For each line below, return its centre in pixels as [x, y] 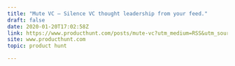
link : [15, 33]
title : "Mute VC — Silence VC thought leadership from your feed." [108, 14]
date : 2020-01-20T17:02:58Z [48, 26]
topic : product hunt [37, 46]
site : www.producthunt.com [47, 40]
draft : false [26, 20]
